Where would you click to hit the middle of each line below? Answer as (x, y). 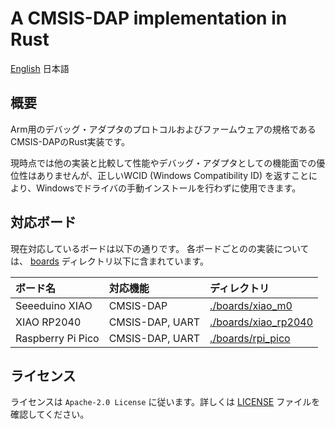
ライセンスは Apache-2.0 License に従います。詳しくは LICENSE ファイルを (165, 402)
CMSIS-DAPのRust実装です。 (70, 141)
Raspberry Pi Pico (57, 338)
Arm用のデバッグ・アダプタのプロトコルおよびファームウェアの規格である (163, 129)
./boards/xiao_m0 (251, 305)
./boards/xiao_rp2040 (261, 322)
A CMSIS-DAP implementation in (149, 18)
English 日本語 (40, 68)
